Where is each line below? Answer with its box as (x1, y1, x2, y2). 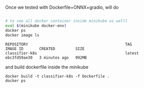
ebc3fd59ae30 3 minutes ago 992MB (5, 55, 87, 60)
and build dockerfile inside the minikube (5, 64, 88, 70)
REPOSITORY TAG (5, 41, 132, 47)
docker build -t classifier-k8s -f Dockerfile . (5, 73, 110, 79)
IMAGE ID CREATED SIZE (5, 46, 85, 51)
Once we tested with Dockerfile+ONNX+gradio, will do (5, 5, 119, 10)
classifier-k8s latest (5, 51, 139, 56)
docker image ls (5, 32, 39, 37)
